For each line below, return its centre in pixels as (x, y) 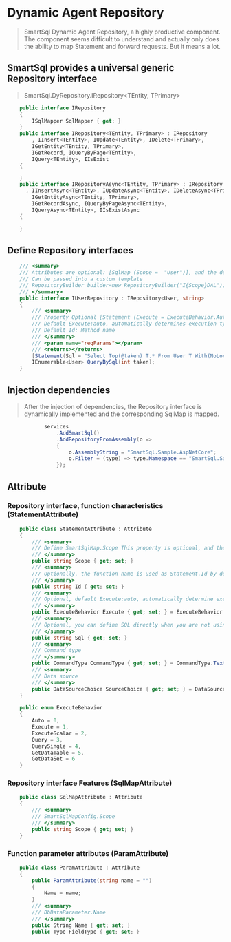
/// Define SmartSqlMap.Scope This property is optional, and (123, 548)
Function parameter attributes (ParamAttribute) (88, 853)
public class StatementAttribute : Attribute (86, 529)
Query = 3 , (47, 740)
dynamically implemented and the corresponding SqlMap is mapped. (122, 414)
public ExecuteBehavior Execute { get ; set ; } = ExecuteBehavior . (129, 612)
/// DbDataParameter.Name (69, 913)
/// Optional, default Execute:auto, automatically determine (123, 599)
